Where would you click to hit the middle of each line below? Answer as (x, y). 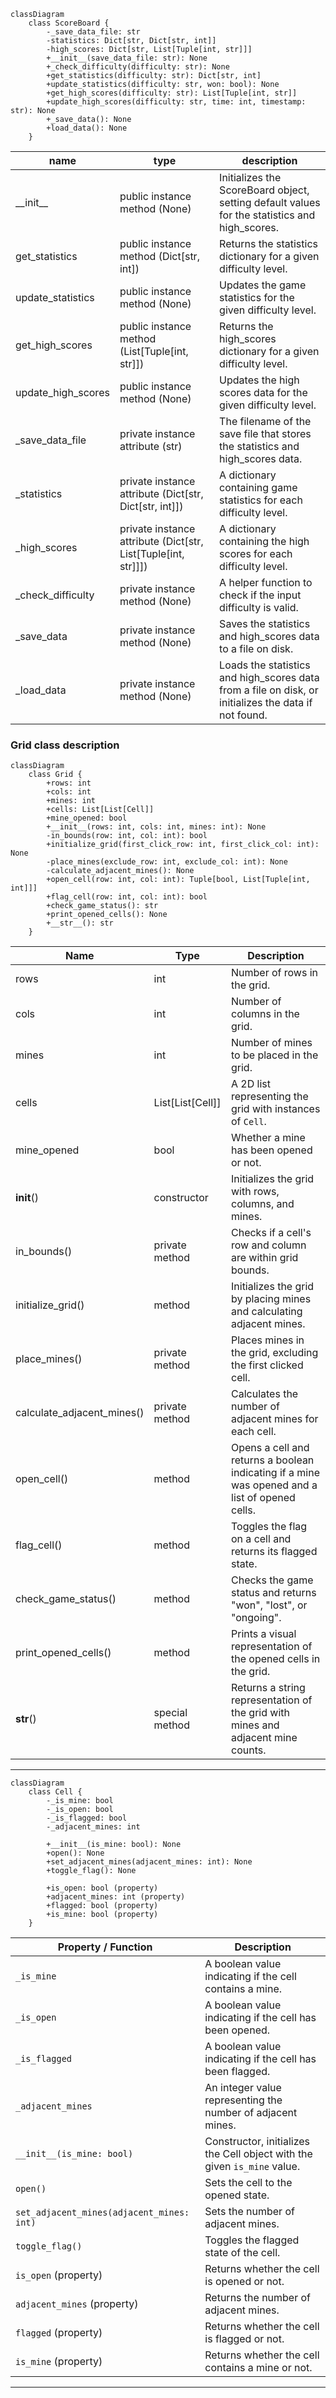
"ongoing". (256, 1618)
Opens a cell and (270, 1448)
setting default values (270, 202)
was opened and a (274, 1485)
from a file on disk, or (269, 690)
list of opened (263, 1498)
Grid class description (65, 745)
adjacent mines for (275, 1419)
